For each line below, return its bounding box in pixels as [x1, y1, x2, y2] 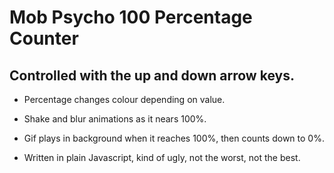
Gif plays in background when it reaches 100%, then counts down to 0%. [23, 132, 325, 144]
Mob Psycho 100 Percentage [9, 6, 253, 29]
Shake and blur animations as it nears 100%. [23, 113, 207, 125]
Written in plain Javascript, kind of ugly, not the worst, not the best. [23, 152, 301, 163]
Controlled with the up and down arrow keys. [9, 67, 295, 84]
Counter [9, 27, 79, 50]
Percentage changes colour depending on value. [23, 94, 226, 105]
